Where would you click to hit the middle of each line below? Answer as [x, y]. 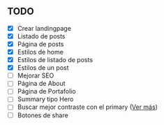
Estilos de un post [43, 68]
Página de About [41, 84]
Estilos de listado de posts [55, 60]
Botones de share [43, 115]
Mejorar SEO [36, 75]
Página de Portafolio [46, 91]
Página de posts [40, 44]
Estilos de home [40, 52]
